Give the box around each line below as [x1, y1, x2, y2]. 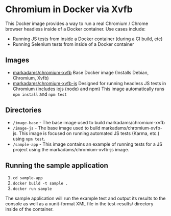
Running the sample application [5, 161, 108, 170]
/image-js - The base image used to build [12, 125, 101, 131]
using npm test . [12, 136, 45, 142]
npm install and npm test [12, 91, 67, 97]
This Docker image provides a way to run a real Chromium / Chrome [5, 20, 149, 26]
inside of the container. [5, 206, 54, 212]
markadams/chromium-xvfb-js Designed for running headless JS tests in [12, 80, 166, 86]
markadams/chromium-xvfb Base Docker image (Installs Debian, [12, 69, 149, 75]
